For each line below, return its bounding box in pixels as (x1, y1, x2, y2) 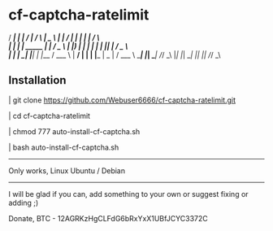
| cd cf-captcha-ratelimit (8, 111, 91, 120)
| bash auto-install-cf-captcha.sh (8, 142, 119, 152)
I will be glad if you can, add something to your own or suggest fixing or (8, 189, 249, 198)
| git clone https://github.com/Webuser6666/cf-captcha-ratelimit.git (8, 95, 236, 105)
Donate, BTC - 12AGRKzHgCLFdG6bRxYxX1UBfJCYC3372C (8, 213, 209, 223)
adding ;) (8, 198, 39, 207)
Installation (8, 73, 67, 87)
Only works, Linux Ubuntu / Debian (8, 165, 126, 176)
